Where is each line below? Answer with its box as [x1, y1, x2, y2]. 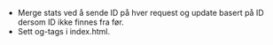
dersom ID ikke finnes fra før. [17, 17, 124, 27]
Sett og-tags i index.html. [17, 26, 111, 36]
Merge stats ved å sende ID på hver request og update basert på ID [17, 8, 264, 18]
